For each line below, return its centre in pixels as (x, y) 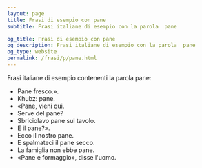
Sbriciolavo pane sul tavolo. (56, 120)
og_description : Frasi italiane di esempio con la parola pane (101, 46)
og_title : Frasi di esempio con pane (61, 39)
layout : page (26, 13)
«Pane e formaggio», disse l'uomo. (67, 157)
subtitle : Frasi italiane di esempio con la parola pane (92, 26)
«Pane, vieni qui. (41, 106)
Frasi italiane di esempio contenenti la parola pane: (79, 77)
